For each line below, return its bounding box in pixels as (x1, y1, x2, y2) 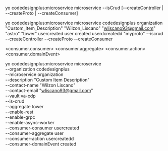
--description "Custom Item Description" (5, 77, 90, 83)
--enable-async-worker (5, 120, 54, 125)
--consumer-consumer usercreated (5, 125, 80, 131)
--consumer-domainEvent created (5, 141, 77, 147)
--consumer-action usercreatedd (5, 136, 74, 141)
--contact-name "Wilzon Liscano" (5, 82, 76, 88)
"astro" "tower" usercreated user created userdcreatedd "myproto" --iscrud (5, 31, 163, 36)
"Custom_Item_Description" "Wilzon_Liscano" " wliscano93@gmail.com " (5, 25, 156, 31)
